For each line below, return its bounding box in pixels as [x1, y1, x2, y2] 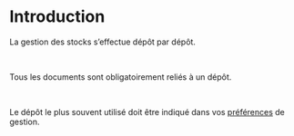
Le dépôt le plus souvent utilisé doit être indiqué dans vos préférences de [9, 106, 285, 117]
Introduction [9, 6, 106, 27]
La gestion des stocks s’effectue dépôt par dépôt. [9, 36, 196, 47]
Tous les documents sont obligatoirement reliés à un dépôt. [9, 71, 232, 83]
